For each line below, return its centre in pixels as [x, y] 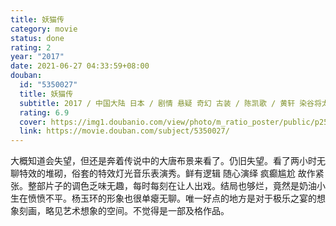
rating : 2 [31, 47]
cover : [33, 122]
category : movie [44, 29]
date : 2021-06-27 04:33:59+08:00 [80, 66]
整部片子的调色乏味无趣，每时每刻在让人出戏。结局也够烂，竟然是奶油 [172, 186]
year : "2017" [37, 57]
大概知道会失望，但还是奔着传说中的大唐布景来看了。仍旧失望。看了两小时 [163, 161]
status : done [37, 38]
